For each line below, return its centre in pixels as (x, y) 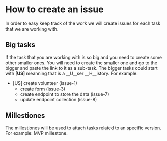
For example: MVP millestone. (36, 133)
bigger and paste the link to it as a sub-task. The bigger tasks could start (81, 68)
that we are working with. (32, 29)
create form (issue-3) (43, 89)
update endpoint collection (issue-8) (59, 99)
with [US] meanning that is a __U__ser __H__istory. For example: (72, 73)
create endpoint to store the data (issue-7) (65, 94)
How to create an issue (54, 9)
